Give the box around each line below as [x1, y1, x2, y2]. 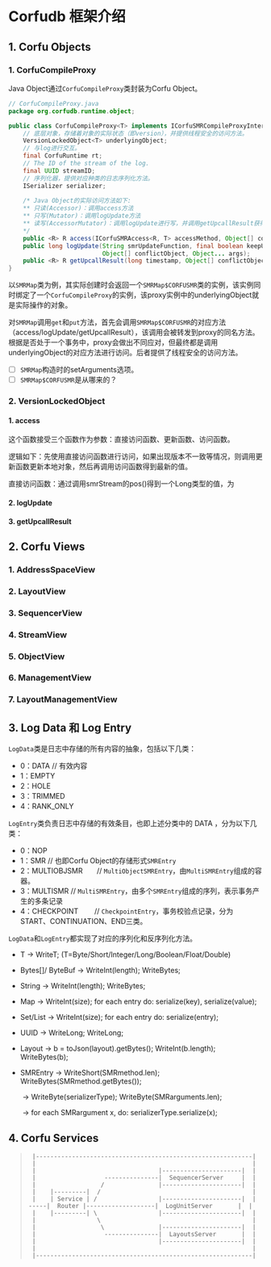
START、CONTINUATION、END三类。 [19, 917, 148, 926]
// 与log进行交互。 [23, 145, 81, 153]
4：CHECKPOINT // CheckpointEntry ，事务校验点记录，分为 [19, 906, 234, 917]
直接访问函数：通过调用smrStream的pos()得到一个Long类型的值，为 [8, 479, 235, 489]
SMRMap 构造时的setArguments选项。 [19, 365, 139, 375]
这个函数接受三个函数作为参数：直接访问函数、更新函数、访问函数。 [8, 434, 235, 444]
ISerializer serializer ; [23, 182, 106, 190]
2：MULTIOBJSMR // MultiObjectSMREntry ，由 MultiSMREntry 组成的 [19, 866, 256, 876]
